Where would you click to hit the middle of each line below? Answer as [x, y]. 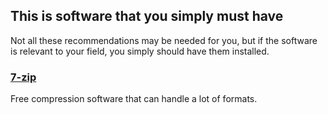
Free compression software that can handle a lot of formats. [134, 99]
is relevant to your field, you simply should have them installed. [140, 51]
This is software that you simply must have [147, 16]
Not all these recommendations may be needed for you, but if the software [164, 40]
